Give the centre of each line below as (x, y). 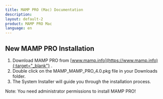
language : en (19, 28)
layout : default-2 (24, 19)
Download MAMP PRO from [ (42, 60)
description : (19, 14)
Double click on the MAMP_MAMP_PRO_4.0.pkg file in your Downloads (85, 71)
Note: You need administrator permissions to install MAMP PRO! (71, 91)
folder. (19, 76)
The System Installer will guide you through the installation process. (82, 81)
